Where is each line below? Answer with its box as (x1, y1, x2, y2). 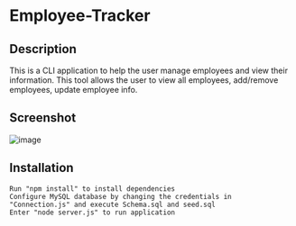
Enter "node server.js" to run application (9, 208, 176, 217)
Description (9, 41, 77, 57)
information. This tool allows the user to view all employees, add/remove (9, 75, 279, 86)
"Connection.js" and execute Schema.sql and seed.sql (9, 200, 217, 209)
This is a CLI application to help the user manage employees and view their (9, 65, 289, 76)
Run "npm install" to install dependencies (9, 184, 176, 194)
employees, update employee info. (9, 85, 138, 95)
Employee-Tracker (9, 5, 151, 26)
